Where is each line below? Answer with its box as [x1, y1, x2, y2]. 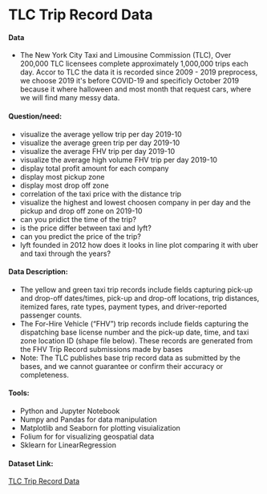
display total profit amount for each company [19, 163, 169, 173]
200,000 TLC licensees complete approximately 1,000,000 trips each [19, 59, 249, 69]
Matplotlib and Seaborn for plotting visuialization [19, 423, 180, 432]
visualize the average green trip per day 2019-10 [19, 138, 180, 148]
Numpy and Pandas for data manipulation [19, 415, 158, 424]
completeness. [19, 370, 70, 379]
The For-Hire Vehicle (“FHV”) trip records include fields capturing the [19, 318, 249, 328]
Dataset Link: [8, 459, 54, 468]
